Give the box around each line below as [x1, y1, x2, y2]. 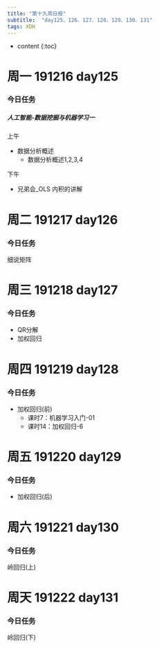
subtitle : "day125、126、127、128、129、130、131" [7, 17, 153, 24]
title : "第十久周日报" [7, 10, 66, 17]
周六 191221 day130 [7, 519, 120, 535]
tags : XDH [7, 23, 36, 30]
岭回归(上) [7, 563, 37, 571]
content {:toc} [17, 42, 57, 51]
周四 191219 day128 [7, 361, 119, 377]
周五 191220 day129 [7, 449, 122, 465]
